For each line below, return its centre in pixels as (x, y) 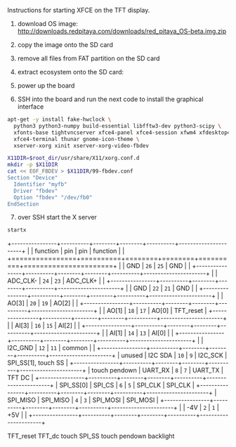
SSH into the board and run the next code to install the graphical (110, 99)
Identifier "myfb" (41, 184)
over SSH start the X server (57, 218)
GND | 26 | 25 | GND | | (158, 266)
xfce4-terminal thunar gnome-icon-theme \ (77, 139)
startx (17, 230)
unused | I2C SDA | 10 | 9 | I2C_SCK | (174, 355)
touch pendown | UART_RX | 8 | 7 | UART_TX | (157, 371)
